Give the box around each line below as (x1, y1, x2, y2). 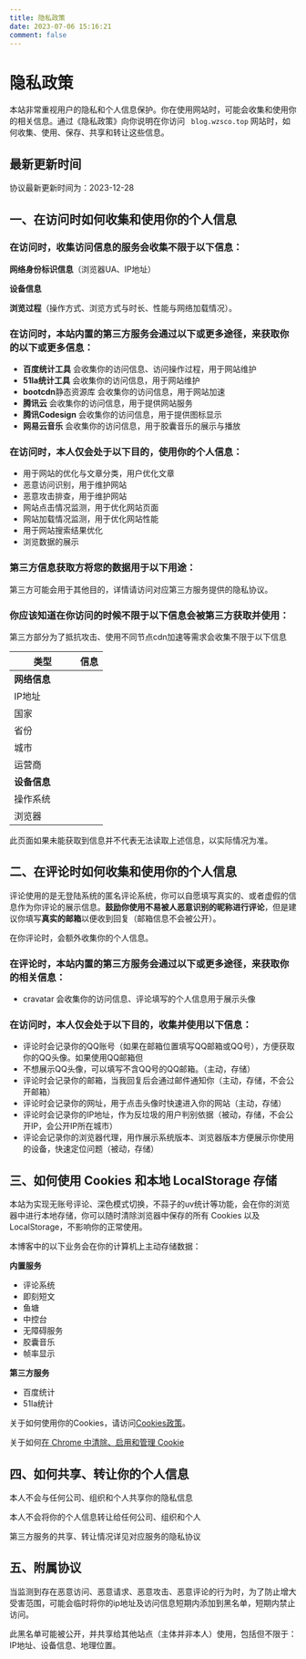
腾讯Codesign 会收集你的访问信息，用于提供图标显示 (22, 410, 223, 420)
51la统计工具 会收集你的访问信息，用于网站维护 (22, 375, 200, 386)
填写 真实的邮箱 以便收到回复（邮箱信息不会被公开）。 (25, 913, 221, 924)
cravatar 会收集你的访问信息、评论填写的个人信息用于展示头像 (22, 993, 257, 1004)
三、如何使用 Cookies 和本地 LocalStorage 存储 (9, 1173, 278, 1188)
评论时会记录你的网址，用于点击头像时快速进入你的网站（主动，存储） (22, 1098, 287, 1109)
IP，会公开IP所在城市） (30, 1121, 118, 1132)
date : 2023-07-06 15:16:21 (9, 22, 112, 31)
